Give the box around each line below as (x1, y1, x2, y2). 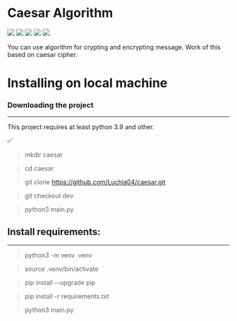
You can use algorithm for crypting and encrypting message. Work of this (7, 42, 221, 51)
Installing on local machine (7, 75, 168, 91)
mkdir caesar (24, 150, 63, 159)
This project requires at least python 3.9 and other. (7, 123, 155, 131)
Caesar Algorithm (7, 5, 114, 21)
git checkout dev (24, 192, 74, 200)
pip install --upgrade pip (24, 279, 96, 287)
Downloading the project (7, 100, 94, 110)
